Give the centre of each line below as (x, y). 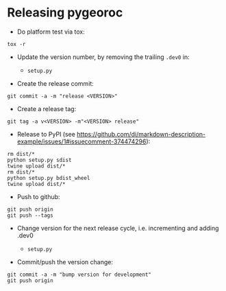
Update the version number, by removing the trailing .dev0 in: (103, 57)
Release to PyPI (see (46, 134)
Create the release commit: (55, 83)
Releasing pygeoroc (65, 13)
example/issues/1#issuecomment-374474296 (81, 141)
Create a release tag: (47, 108)
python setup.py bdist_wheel (49, 178)
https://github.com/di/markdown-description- (141, 134)
